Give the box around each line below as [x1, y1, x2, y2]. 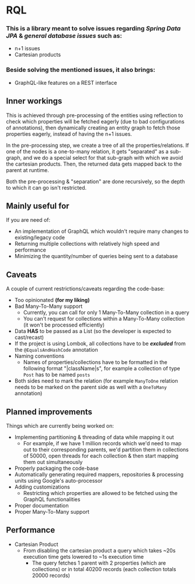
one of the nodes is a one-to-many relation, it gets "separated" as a [6, 147, 169, 155]
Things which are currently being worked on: [6, 422, 114, 430]
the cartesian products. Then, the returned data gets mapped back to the [6, 160, 182, 167]
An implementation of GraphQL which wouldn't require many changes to [14, 228, 189, 235]
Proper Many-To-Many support [14, 509, 89, 516]
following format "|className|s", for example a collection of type [23, 365, 180, 372]
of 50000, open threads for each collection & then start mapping [23, 452, 179, 459]
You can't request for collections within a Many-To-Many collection [23, 315, 185, 322]
